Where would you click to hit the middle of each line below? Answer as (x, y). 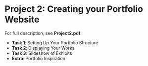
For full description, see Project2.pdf (43, 33)
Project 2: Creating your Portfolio (74, 9)
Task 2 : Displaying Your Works (43, 48)
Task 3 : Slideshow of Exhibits (42, 53)
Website (22, 19)
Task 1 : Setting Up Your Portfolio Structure (55, 42)
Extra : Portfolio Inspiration (38, 58)
